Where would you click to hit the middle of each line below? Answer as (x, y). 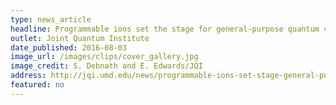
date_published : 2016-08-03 (69, 47)
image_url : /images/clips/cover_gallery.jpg (104, 57)
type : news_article (51, 19)
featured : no (37, 85)
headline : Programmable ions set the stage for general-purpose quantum (165, 29)
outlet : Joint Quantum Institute (80, 38)
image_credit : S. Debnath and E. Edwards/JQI (106, 66)
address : (28, 76)
